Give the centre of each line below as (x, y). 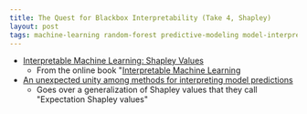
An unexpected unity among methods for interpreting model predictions (158, 80)
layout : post (34, 26)
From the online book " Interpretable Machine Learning (138, 70)
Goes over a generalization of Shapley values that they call (147, 90)
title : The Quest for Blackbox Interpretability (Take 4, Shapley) (141, 18)
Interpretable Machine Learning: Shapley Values (113, 61)
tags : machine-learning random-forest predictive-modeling (124, 35)
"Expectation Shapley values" (92, 99)
